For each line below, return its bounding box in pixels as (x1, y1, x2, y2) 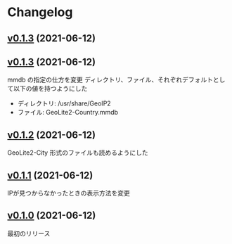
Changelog (7, 4, 73, 20)
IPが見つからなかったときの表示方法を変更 (7, 189, 130, 198)
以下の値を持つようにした (13, 84, 88, 93)
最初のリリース (7, 229, 51, 238)
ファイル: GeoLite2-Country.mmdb (17, 108, 118, 117)
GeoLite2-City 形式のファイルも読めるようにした (7, 148, 149, 157)
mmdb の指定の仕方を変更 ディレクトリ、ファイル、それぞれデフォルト (7, 75, 213, 84)
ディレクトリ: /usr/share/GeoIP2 (17, 99, 111, 108)
